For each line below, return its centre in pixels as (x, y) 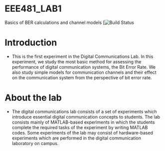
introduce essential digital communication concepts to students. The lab (86, 117)
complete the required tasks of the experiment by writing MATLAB (80, 127)
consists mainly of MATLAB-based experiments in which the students (83, 122)
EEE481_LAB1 (33, 9)
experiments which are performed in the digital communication (77, 138)
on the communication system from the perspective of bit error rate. (82, 77)
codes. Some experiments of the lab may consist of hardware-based (82, 133)
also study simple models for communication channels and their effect (84, 72)
